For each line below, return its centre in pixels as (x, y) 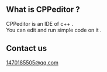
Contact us (27, 48)
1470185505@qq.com (32, 62)
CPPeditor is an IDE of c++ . (40, 23)
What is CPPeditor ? (43, 10)
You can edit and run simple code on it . (54, 30)
